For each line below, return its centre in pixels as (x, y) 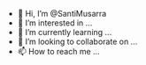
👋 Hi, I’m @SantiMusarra (62, 14)
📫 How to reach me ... (58, 51)
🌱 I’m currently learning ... (65, 32)
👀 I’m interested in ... (55, 23)
